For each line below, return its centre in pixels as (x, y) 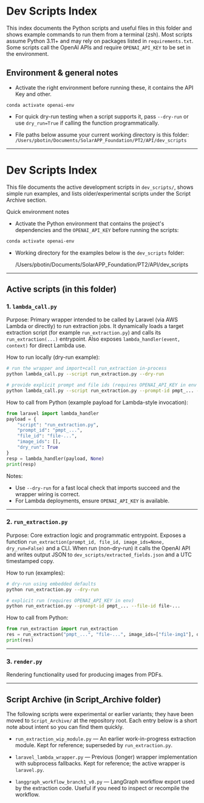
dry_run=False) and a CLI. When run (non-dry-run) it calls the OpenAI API (98, 548)
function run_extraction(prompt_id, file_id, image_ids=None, (86, 541)
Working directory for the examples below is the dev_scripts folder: (100, 253)
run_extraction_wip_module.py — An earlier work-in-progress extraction (105, 739)
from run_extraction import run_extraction (62, 629)
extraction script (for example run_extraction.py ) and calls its (84, 333)
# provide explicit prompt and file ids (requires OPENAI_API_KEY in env (102, 385)
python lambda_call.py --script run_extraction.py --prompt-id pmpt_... (100, 391)
